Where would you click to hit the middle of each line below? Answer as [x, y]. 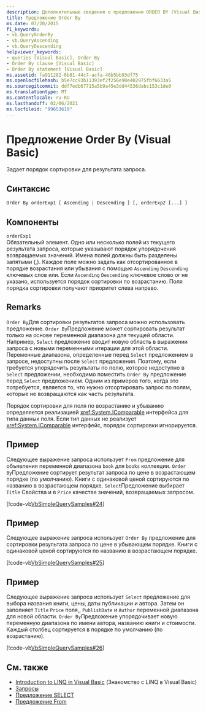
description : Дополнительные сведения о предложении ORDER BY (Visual [98, 12]
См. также [28, 667]
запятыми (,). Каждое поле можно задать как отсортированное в [92, 262]
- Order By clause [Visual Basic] [51, 63]
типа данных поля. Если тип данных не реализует [71, 419]
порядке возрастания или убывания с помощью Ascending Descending [97, 268]
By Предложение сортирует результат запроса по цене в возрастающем [101, 472]
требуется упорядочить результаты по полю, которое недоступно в [96, 367]
